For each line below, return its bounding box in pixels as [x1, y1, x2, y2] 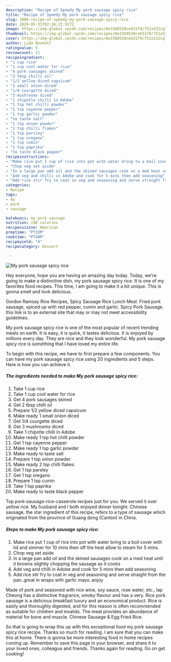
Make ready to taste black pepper [13, 488, 84, 494]
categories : [6, 183, 31, 188]
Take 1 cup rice [13, 385, 45, 392]
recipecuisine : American [6, 225, 58, 230]
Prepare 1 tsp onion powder [13, 456, 71, 462]
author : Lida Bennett [6, 41, 52, 46]
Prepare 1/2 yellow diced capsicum [13, 407, 87, 413]
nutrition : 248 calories [6, 220, 58, 226]
